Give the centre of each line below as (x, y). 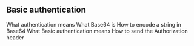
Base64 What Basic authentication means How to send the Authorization (97, 31)
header (15, 37)
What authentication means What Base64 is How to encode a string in (94, 24)
